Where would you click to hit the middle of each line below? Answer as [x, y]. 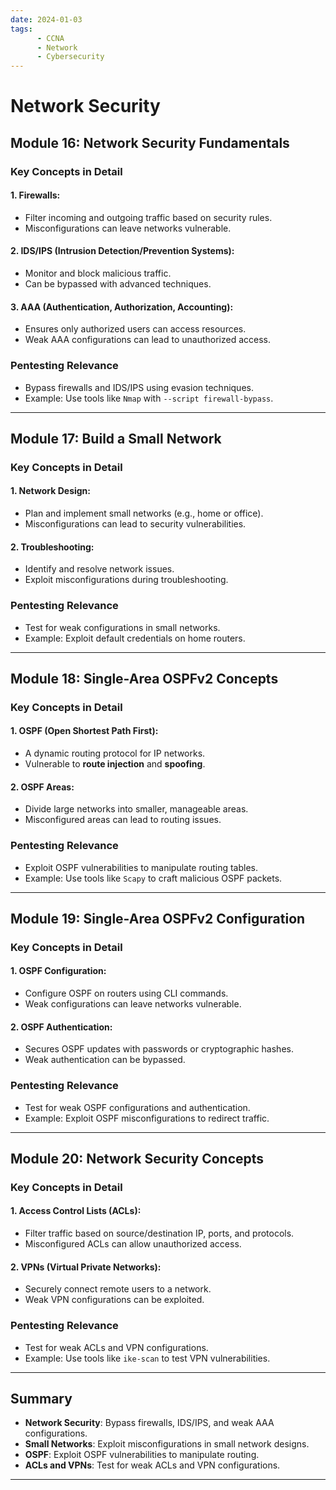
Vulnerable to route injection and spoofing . [115, 764]
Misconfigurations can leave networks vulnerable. [128, 228]
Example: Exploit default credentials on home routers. [135, 638]
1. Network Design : [51, 491]
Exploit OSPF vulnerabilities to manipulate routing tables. [141, 867]
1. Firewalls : [35, 195]
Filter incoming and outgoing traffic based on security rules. [148, 217]
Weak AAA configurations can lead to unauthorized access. [147, 340]
